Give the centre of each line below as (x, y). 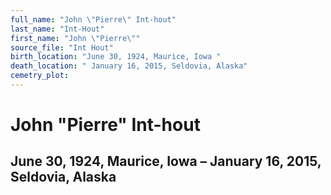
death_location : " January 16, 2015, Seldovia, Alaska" (129, 66)
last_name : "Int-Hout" (57, 29)
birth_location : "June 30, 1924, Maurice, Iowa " (116, 57)
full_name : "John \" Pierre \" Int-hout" (93, 19)
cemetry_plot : (40, 76)
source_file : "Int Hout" (62, 47)
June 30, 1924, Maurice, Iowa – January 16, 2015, (166, 161)
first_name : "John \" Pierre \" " (75, 38)
